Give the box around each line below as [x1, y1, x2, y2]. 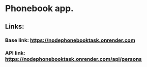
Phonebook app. [5, 3, 74, 14]
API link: [5, 50, 26, 56]
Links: [5, 22, 25, 31]
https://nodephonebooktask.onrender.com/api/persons [5, 56, 142, 63]
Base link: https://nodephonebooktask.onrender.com [5, 37, 136, 44]
